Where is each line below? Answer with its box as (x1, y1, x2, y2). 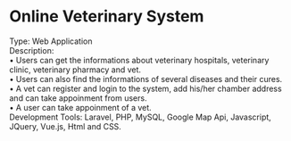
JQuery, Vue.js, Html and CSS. (9, 120, 122, 131)
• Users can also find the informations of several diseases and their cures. (9, 73, 283, 84)
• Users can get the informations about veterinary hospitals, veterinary (9, 54, 270, 65)
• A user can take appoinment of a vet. (9, 102, 152, 112)
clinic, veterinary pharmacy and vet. (9, 64, 141, 75)
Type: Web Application (9, 36, 93, 46)
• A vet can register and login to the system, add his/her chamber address (9, 83, 283, 94)
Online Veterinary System (9, 6, 204, 27)
